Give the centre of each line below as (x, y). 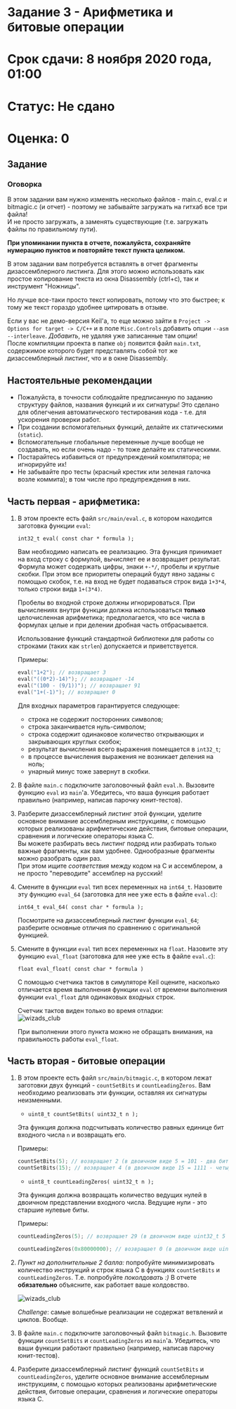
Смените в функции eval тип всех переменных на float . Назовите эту (123, 948)
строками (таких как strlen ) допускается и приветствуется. (107, 646)
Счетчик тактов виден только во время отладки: (90, 1010)
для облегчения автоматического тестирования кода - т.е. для (112, 412)
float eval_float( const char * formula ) (80, 969)
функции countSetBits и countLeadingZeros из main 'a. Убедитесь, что (119, 1340)
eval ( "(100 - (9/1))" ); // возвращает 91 (79, 685)
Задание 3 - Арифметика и (90, 12)
